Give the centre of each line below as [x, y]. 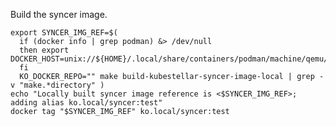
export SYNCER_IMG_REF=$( [64, 33]
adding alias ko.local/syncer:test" [86, 103]
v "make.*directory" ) [57, 85]
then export [44, 50]
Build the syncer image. [59, 14]
